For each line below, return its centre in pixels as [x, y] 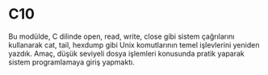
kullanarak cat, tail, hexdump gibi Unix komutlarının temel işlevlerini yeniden [134, 44]
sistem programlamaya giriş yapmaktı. [71, 62]
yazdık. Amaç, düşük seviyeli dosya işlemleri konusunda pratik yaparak [126, 53]
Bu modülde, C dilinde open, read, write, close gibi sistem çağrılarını [121, 36]
